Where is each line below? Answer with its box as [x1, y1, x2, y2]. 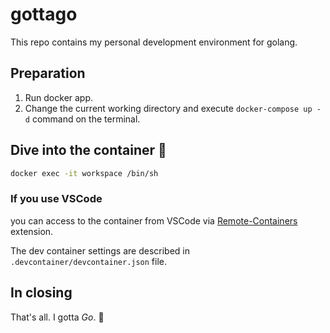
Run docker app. [24, 91, 94, 103]
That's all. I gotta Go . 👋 [10, 311, 105, 323]
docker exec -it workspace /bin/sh [10, 168, 159, 178]
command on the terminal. [31, 113, 141, 125]
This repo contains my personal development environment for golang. [10, 36, 298, 48]
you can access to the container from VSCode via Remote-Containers [10, 214, 298, 227]
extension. [10, 225, 54, 237]
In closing [10, 284, 73, 302]
